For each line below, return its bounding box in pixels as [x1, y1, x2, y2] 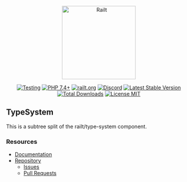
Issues [23, 163, 39, 170]
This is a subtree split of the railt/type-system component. [6, 123, 147, 130]
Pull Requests [23, 170, 57, 177]
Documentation [14, 151, 52, 158]
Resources [6, 137, 38, 146]
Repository [14, 157, 41, 164]
